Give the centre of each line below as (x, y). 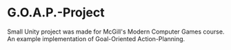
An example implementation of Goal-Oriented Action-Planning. (96, 38)
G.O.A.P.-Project (56, 13)
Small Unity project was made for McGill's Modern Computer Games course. (116, 32)
